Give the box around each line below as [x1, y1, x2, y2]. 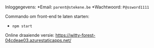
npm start [12, 24, 33, 29]
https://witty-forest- [55, 32, 96, 38]
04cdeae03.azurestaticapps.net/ [5, 37, 72, 43]
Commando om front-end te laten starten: [5, 14, 90, 19]
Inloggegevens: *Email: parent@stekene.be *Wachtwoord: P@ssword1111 [5, 4, 150, 10]
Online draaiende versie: [5, 32, 55, 38]
